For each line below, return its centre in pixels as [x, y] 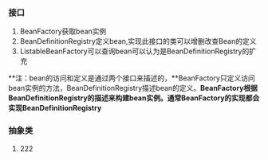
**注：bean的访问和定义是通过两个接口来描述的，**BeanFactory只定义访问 [132, 78]
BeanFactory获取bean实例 [63, 31]
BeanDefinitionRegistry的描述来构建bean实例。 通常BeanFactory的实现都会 [134, 98]
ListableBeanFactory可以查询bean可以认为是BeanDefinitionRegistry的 [134, 51]
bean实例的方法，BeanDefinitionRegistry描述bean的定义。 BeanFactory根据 [133, 88]
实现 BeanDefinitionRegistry [55, 108]
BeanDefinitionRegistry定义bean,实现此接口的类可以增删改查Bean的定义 [138, 41]
